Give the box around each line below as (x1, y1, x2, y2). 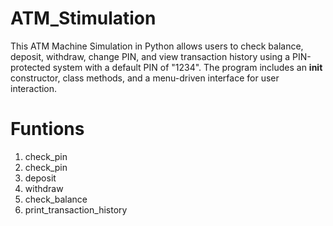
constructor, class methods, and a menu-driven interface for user (10, 72, 280, 84)
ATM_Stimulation (10, 7, 157, 30)
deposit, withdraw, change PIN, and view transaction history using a (10, 50, 291, 62)
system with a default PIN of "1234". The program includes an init (52, 61, 323, 73)
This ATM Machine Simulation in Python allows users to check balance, (10, 40, 304, 52)
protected (10, 61, 51, 73)
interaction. (10, 82, 58, 94)
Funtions (10, 118, 85, 141)
